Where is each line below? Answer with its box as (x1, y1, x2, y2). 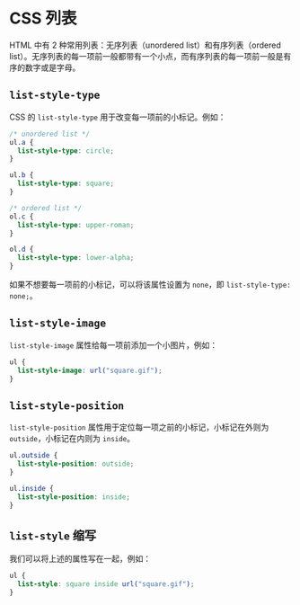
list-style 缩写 (9, 528, 97, 543)
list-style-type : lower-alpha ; (17, 254, 135, 262)
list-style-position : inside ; (17, 492, 130, 502)
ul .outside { (9, 451, 58, 460)
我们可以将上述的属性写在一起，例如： (9, 554, 151, 565)
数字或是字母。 (24, 62, 81, 73)
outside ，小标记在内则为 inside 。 (9, 433, 136, 444)
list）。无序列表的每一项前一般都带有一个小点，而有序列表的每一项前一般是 (9, 50, 284, 61)
